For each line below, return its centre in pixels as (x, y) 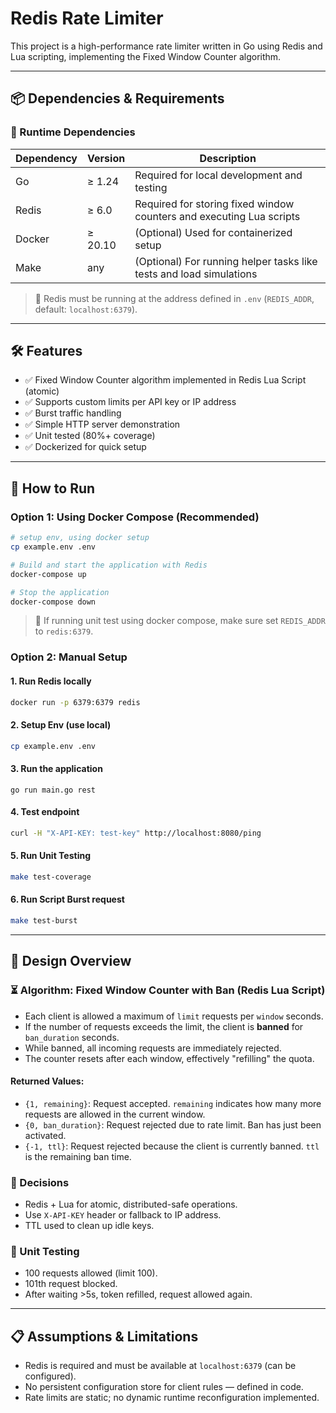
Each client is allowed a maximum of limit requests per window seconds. (174, 1016)
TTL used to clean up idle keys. (89, 1226)
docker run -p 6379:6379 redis (75, 702)
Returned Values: (47, 1081)
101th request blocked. (71, 1284)
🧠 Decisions (40, 1182)
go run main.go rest (53, 790)
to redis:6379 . (64, 631)
